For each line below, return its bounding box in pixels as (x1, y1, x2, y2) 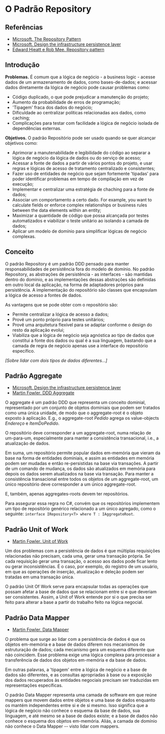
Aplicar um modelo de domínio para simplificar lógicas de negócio (12, 228, 147, 234)
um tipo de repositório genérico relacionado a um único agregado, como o (5, 506, 156, 512)
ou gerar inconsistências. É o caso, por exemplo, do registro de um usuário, (5, 564, 159, 569)
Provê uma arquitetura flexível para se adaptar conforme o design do (12, 322, 153, 328)
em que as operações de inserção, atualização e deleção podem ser (5, 569, 144, 575)
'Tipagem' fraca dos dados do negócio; (12, 104, 93, 110)
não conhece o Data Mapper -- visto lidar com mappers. (5, 723, 120, 730)
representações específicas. (5, 682, 63, 688)
